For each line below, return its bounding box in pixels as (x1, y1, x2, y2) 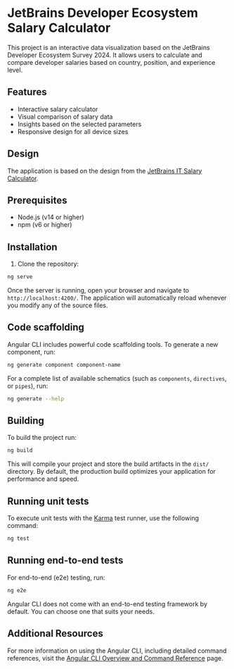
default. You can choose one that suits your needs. (7, 607, 155, 615)
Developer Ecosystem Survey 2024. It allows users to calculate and (7, 51, 202, 59)
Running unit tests (7, 495, 89, 507)
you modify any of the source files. (7, 301, 108, 309)
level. (7, 66, 23, 74)
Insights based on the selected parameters (17, 120, 142, 128)
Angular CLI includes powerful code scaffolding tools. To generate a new (7, 340, 219, 348)
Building (7, 415, 44, 427)
